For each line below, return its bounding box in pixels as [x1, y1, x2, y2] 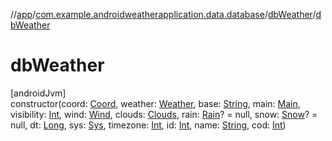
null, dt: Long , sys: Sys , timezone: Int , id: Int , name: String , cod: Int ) [10, 119, 287, 131]
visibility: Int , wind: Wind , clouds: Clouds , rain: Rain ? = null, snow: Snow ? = [10, 108, 318, 120]
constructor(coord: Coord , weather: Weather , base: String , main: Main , [10, 97, 301, 109]
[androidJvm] [10, 87, 67, 99]
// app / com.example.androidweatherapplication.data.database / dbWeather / [10, 9, 317, 20]
